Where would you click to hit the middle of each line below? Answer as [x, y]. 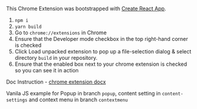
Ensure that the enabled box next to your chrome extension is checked [101, 64]
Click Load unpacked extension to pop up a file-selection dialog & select [103, 52]
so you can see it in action [46, 70]
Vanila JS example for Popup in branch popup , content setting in [83, 93]
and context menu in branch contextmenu [78, 100]
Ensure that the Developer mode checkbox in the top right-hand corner [101, 39]
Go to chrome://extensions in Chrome [61, 33]
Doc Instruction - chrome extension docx [56, 82]
